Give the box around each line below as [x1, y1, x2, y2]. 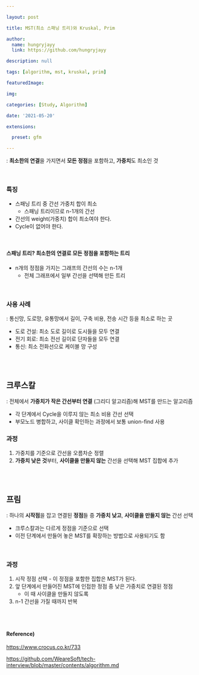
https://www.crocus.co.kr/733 [6, 644, 81, 651]
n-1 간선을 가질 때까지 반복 [14, 598, 78, 605]
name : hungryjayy [11, 42, 55, 48]
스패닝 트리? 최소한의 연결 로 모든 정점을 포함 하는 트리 [6, 250, 130, 257]
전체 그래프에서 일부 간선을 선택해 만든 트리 [24, 271, 125, 279]
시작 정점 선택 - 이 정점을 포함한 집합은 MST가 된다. [14, 575, 137, 583]
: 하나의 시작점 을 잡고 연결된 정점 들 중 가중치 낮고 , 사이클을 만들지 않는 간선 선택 [6, 511, 194, 518]
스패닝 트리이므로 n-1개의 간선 [24, 208, 95, 215]
